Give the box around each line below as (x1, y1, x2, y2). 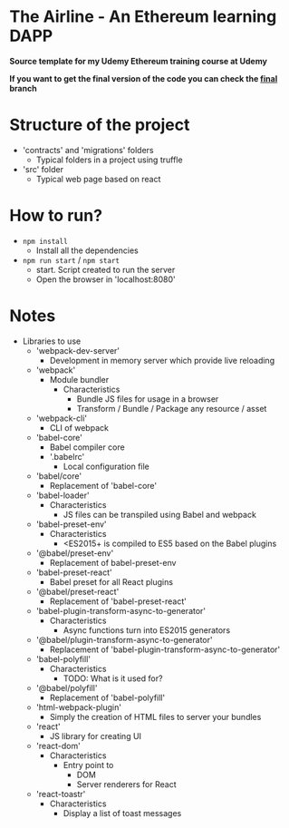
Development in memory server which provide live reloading (49, 355, 275, 365)
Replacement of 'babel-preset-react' (49, 596, 188, 607)
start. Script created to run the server (35, 264, 176, 275)
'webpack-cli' (35, 413, 88, 424)
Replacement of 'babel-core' (49, 480, 157, 491)
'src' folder (22, 163, 63, 174)
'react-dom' (35, 740, 82, 751)
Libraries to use (22, 336, 82, 346)
